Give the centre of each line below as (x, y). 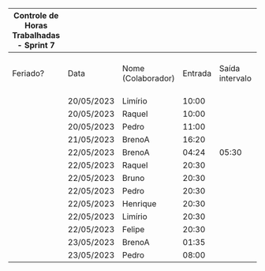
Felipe (133, 230)
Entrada (197, 73)
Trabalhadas (36, 35)
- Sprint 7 (36, 45)
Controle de (36, 15)
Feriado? (28, 73)
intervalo (235, 78)
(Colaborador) (148, 78)
